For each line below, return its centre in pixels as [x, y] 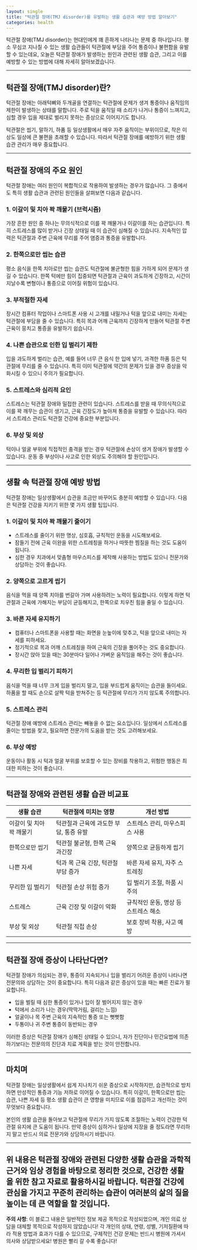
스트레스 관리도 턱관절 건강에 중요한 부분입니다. [66, 418]
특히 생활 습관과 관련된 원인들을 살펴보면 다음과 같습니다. [77, 193]
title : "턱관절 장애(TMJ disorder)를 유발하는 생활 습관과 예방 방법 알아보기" [92, 17]
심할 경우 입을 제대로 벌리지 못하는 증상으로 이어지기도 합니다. [77, 117]
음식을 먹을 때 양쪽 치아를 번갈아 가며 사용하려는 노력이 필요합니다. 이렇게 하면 [95, 595]
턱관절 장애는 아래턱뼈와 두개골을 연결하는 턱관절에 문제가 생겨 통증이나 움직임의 [98, 103]
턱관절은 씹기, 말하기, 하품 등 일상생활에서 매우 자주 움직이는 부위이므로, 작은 [94, 130]
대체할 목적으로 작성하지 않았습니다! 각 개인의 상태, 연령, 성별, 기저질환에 [100, 1226]
